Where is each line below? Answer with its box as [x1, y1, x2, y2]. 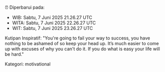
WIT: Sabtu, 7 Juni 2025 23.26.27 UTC [12, 25, 93, 31]
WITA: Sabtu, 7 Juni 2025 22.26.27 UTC [12, 20, 96, 26]
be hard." [5, 51, 24, 57]
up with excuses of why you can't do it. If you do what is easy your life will [5, 46, 160, 52]
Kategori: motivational [5, 61, 51, 67]
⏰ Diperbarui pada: [5, 5, 45, 10]
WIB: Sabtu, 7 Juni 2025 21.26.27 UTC [12, 15, 92, 20]
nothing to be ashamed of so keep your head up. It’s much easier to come [5, 41, 159, 46]
